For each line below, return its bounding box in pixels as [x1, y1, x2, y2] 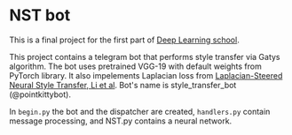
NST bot [9, 5, 71, 26]
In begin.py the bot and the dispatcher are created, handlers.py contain [9, 106, 271, 116]
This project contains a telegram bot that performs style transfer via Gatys [9, 51, 280, 62]
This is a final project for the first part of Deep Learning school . [9, 34, 240, 45]
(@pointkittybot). [9, 89, 71, 100]
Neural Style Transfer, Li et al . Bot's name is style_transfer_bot [9, 79, 237, 90]
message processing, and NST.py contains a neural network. [9, 116, 233, 126]
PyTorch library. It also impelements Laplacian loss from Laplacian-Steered [9, 70, 283, 80]
